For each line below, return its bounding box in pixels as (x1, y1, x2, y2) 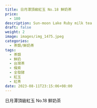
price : (5, 12, 18, 16)
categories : (5, 39, 29, 44)
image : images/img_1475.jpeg (5, 34, 64, 39)
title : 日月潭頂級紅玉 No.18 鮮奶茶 (5, 7, 72, 12)
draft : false (5, 25, 32, 30)
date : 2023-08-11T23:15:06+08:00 (5, 83, 73, 89)
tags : (5, 47, 16, 52)
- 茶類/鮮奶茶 (9, 43, 34, 48)
